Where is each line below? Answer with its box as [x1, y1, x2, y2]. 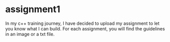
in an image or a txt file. [5, 31, 55, 37]
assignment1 [5, 4, 61, 15]
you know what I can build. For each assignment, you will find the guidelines [5, 25, 165, 31]
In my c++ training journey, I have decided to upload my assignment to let [5, 20, 160, 26]
